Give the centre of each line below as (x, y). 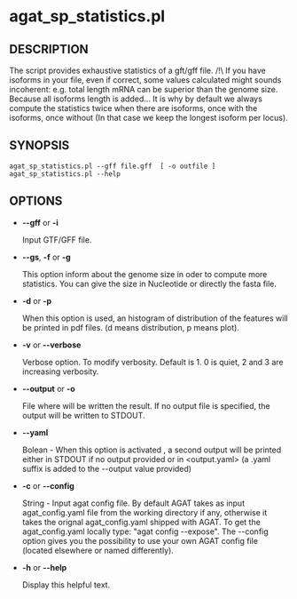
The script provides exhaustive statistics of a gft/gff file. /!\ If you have (137, 70)
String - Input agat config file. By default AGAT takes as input (133, 503)
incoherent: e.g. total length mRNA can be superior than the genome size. (144, 89)
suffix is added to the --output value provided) (107, 468)
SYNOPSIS (39, 145)
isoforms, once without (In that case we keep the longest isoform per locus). (148, 118)
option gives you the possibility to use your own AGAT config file (140, 540)
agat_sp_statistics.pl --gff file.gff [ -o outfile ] (113, 166)
